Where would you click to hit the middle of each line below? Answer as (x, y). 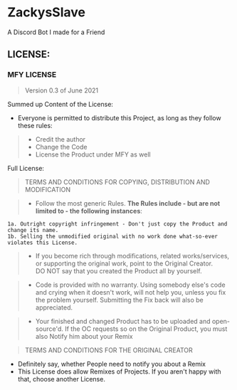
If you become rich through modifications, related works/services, (132, 255)
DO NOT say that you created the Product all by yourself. (119, 270)
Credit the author (60, 139)
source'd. (49, 329)
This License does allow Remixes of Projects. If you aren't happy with (120, 371)
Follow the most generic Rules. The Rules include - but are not (128, 203)
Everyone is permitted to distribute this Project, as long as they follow (120, 117)
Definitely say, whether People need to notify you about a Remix (112, 364)
